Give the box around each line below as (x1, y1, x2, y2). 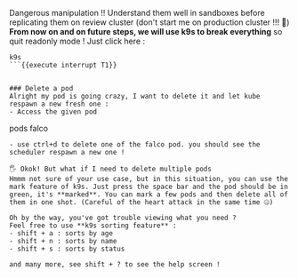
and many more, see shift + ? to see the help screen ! (9, 260, 221, 269)
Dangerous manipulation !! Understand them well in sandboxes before (9, 8, 265, 18)
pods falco (9, 123, 49, 133)
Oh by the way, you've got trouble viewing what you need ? (9, 213, 238, 222)
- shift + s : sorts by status (9, 244, 125, 253)
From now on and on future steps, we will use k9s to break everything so (9, 27, 283, 36)
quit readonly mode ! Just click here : (9, 36, 145, 46)
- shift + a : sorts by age (9, 229, 114, 238)
